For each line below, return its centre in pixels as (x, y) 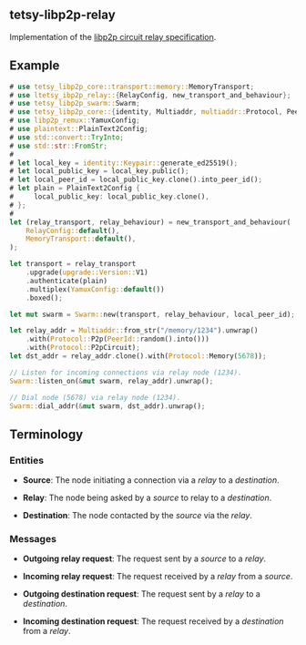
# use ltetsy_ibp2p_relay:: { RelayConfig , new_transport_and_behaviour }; (150, 95)
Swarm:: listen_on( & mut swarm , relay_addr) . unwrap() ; (112, 381)
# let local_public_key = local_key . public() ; (99, 171)
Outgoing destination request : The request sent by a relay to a (142, 594)
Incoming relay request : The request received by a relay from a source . (158, 577)
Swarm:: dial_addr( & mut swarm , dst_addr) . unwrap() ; (107, 406)
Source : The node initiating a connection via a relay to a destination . (151, 480)
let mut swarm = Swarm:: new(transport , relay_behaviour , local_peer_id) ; (153, 314)
